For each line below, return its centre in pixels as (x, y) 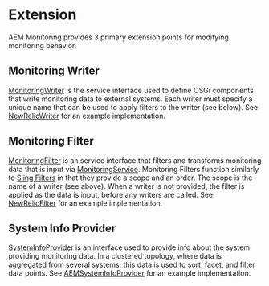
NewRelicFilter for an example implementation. (86, 203)
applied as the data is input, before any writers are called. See (111, 194)
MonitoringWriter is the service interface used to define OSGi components (131, 90)
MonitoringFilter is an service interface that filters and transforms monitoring (135, 160)
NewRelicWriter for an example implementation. (87, 116)
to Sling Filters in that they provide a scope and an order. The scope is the (130, 178)
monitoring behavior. (43, 45)
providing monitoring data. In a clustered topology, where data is (115, 256)
